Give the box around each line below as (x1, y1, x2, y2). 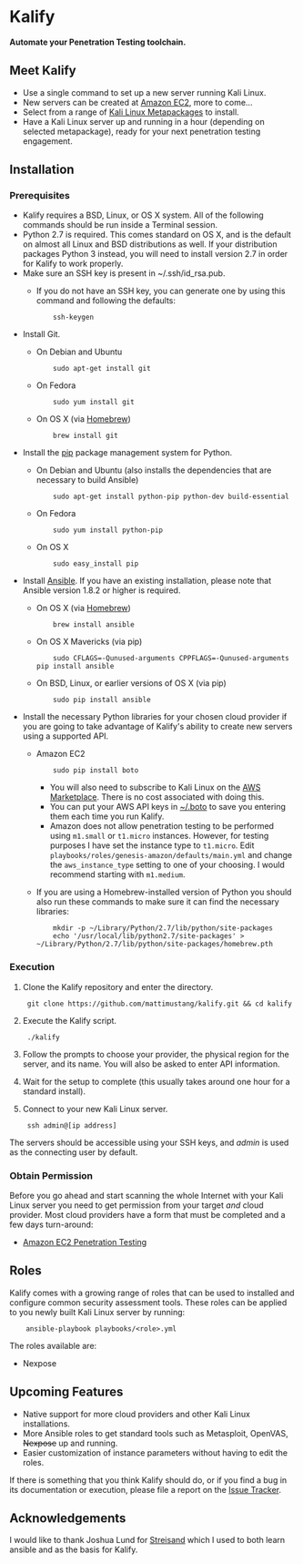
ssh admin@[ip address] (26, 1120, 117, 1130)
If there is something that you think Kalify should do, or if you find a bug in (9, 1474, 288, 1486)
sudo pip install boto (53, 766, 139, 775)
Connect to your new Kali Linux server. (22, 1103, 168, 1114)
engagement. (22, 135, 73, 147)
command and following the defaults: (35, 295, 176, 306)
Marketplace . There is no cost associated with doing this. (49, 792, 265, 802)
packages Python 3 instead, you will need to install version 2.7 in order (22, 249, 288, 260)
